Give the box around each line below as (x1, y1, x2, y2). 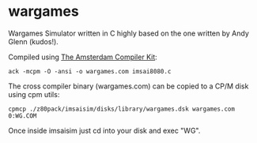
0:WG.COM (8, 111, 37, 120)
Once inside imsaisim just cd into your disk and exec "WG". (8, 126, 201, 135)
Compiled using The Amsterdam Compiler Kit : (8, 52, 158, 62)
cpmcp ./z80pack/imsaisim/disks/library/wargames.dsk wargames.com (8, 105, 236, 113)
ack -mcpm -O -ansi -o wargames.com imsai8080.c (8, 67, 172, 75)
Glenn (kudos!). (8, 36, 59, 46)
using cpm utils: (8, 89, 60, 99)
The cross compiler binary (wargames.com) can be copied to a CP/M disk (8, 81, 249, 91)
